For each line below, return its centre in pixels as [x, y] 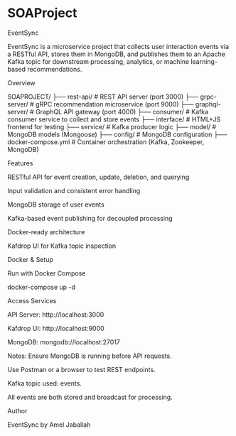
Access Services [32, 300]
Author [17, 410]
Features [20, 163]
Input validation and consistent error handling [74, 190]
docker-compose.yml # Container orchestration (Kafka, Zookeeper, [106, 142]
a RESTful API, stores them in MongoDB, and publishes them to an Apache [117, 54]
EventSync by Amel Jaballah [49, 425]
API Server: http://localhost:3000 [56, 315]
